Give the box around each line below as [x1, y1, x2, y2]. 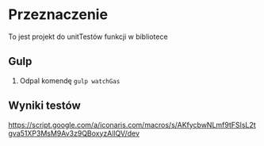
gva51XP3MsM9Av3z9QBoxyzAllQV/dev [8, 129, 140, 138]
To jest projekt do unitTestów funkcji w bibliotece [8, 32, 168, 41]
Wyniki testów [8, 99, 81, 113]
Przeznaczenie [8, 6, 109, 24]
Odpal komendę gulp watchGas [19, 75, 121, 85]
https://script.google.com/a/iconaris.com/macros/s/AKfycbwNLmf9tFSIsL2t [8, 120, 256, 129]
